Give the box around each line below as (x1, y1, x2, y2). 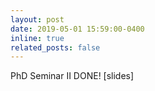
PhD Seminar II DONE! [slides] (10, 70, 135, 82)
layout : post (10, 14, 65, 25)
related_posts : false (10, 42, 101, 53)
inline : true (10, 33, 65, 43)
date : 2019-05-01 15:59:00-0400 (10, 24, 145, 34)
